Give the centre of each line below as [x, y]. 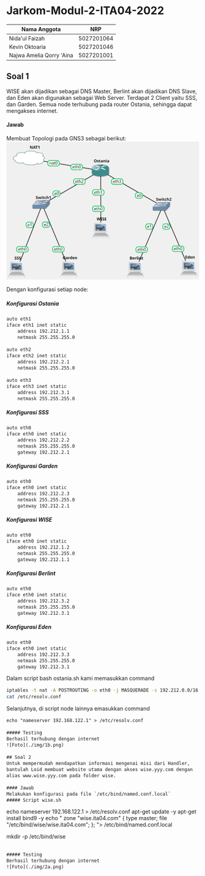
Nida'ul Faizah [27, 38]
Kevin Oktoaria [27, 47]
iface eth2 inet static [37, 356]
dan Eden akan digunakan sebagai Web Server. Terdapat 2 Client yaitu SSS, [102, 97]
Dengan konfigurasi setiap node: [47, 289]
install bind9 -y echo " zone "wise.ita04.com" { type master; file [87, 818]
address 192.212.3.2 [43, 601]
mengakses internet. [32, 110]
